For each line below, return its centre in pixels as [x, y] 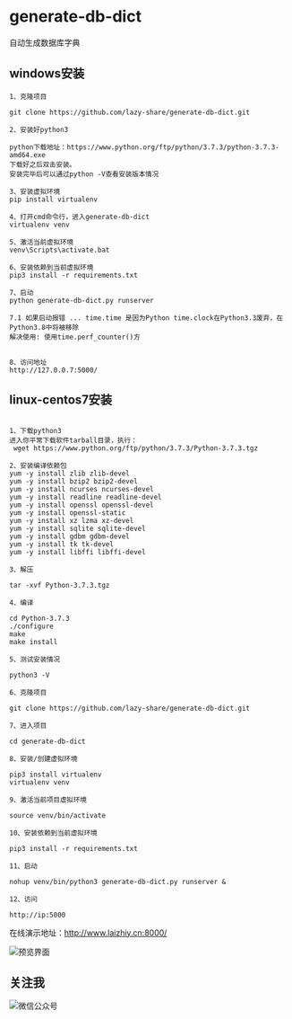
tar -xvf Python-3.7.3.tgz [60, 585]
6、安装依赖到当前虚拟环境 [52, 267]
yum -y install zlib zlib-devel [69, 474]
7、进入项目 [28, 725]
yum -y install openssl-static [68, 513]
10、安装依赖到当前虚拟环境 [54, 833]
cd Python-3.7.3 [39, 618]
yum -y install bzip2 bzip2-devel [74, 481]
